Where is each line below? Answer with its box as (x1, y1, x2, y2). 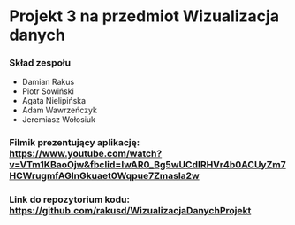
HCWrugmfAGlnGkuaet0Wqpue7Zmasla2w (9, 170, 200, 182)
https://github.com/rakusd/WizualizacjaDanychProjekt (9, 205, 252, 217)
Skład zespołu (9, 57, 72, 69)
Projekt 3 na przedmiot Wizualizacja (9, 6, 280, 27)
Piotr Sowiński (21, 86, 75, 97)
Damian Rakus (21, 77, 75, 88)
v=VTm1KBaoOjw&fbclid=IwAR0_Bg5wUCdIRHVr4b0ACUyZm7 (9, 159, 287, 171)
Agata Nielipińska (21, 96, 87, 106)
